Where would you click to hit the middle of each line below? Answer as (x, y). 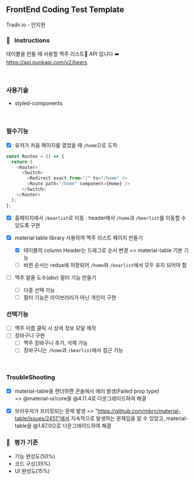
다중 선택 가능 (39, 290)
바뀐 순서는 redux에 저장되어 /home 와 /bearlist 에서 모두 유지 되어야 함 (105, 265)
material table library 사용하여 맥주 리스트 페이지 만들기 (78, 238)
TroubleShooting (31, 377)
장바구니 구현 (30, 336)
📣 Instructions (28, 40)
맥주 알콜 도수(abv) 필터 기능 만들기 (56, 277)
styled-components (39, 103)
